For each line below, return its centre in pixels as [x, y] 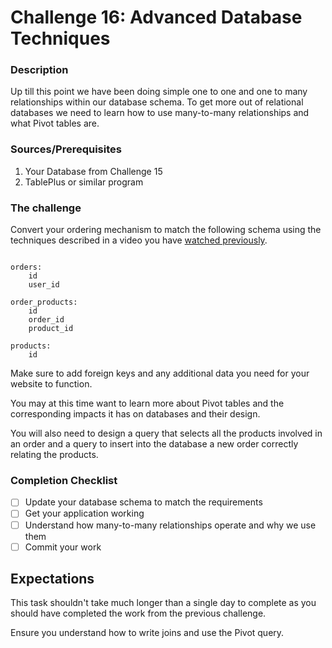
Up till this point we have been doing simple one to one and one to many [159, 92]
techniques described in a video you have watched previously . [139, 240]
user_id [44, 285]
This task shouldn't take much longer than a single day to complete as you [163, 603]
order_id [46, 320]
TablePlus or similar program [84, 182]
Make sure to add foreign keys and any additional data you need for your [160, 373]
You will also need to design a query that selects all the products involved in [166, 433]
